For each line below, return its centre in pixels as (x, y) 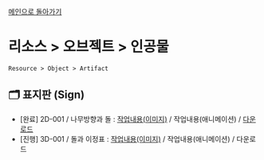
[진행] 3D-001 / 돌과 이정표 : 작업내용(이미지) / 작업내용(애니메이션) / (127, 139)
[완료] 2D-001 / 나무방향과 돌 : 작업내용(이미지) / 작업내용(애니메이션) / (130, 119)
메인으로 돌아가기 (35, 12)
